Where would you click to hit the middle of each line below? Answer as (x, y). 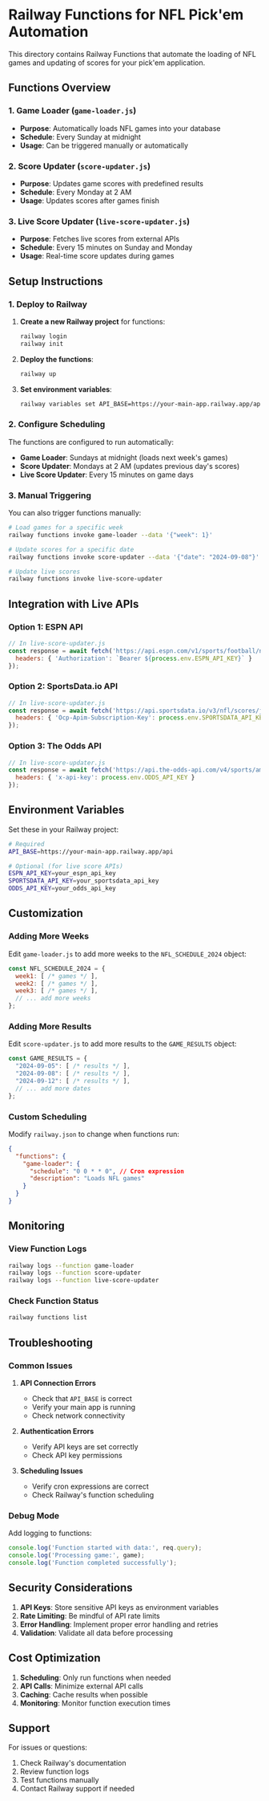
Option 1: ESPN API (46, 626)
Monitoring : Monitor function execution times (95, 1703)
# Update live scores (44, 572)
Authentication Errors (57, 1432)
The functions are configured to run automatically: (91, 442)
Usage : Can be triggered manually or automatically (104, 145)
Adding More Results (50, 1026)
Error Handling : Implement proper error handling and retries (119, 1624)
